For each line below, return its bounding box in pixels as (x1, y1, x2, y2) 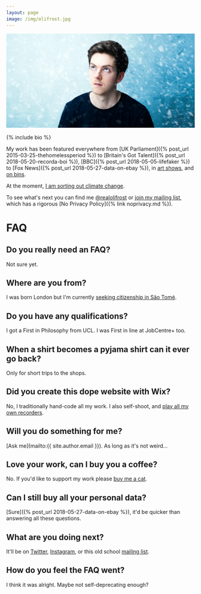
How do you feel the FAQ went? (6, 565, 125, 575)
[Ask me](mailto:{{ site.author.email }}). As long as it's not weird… (6, 442, 168, 449)
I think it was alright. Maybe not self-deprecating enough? (6, 581, 149, 588)
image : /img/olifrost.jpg (6, 16, 71, 22)
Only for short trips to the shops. (6, 369, 87, 376)
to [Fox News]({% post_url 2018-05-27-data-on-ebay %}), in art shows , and (6, 164, 194, 172)
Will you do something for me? (6, 426, 123, 436)
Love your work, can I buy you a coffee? (6, 459, 158, 469)
